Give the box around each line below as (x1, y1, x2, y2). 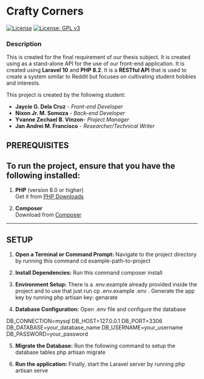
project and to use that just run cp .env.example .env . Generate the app (15, 288, 195, 295)
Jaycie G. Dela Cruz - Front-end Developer (15, 103, 123, 110)
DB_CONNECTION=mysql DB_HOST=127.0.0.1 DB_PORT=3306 (6, 317, 163, 325)
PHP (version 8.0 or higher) (15, 186, 84, 194)
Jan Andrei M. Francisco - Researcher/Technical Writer (15, 122, 155, 130)
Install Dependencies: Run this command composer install (15, 269, 163, 277)
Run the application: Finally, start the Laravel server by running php (15, 361, 185, 368)
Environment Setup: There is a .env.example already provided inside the (15, 281, 197, 288)
